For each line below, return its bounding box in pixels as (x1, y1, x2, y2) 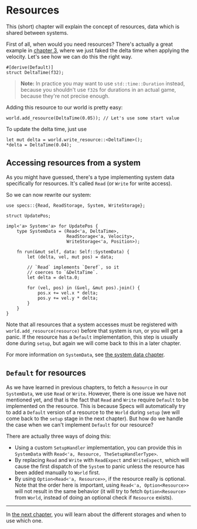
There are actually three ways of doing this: (6, 433, 111, 440)
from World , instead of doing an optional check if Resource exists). (14, 494, 174, 501)
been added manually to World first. (14, 468, 101, 476)
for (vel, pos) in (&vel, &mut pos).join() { (27, 284, 141, 291)
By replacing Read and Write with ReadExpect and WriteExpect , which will (14, 456, 189, 463)
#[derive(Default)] (6, 64, 54, 71)
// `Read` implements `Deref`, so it (27, 264, 119, 270)
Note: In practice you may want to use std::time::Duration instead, (20, 80, 185, 87)
